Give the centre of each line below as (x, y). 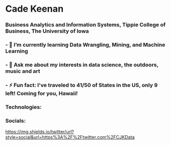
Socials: (16, 121)
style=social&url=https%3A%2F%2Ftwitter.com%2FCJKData (70, 137)
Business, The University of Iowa (47, 31)
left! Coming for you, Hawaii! (42, 93)
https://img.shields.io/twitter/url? (40, 132)
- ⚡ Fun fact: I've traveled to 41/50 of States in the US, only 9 (81, 85)
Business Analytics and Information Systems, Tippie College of (85, 25)
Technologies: (24, 107)
